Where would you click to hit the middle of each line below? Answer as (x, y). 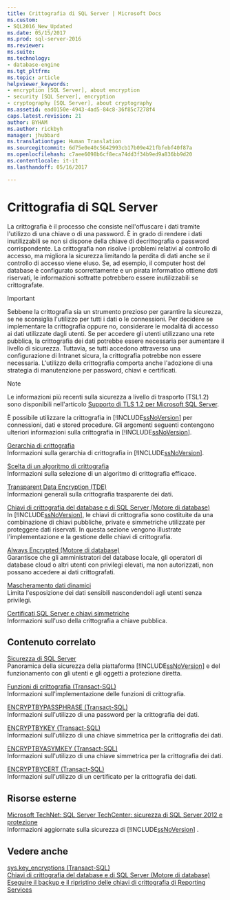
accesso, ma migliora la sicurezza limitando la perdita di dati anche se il (108, 255)
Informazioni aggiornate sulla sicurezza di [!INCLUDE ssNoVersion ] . (103, 830)
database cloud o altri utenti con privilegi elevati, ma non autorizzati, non (110, 565)
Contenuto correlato (52, 642)
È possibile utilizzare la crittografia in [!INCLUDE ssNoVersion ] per (100, 417)
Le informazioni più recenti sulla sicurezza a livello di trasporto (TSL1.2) (108, 397)
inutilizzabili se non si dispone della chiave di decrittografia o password (108, 241)
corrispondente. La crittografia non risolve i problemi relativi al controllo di (112, 248)
